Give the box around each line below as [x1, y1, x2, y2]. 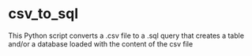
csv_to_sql [8, 5, 79, 23]
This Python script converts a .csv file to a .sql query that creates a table [8, 31, 245, 40]
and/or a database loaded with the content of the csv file [8, 39, 194, 48]
